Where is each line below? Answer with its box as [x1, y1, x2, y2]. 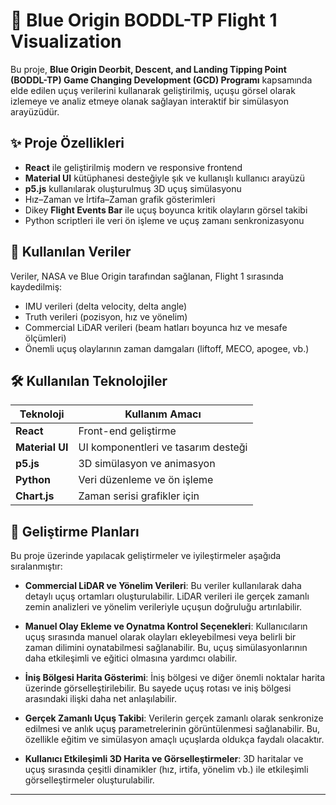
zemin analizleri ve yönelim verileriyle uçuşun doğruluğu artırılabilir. [24, 601, 303, 613]
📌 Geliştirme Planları [10, 523, 140, 540]
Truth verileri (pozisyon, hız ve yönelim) [24, 310, 188, 323]
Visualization [10, 30, 122, 53]
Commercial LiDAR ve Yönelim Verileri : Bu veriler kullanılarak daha [24, 580, 302, 592]
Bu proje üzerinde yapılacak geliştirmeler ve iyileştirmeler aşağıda [10, 550, 282, 562]
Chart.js [15, 489, 55, 503]
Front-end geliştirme [78, 424, 177, 438]
